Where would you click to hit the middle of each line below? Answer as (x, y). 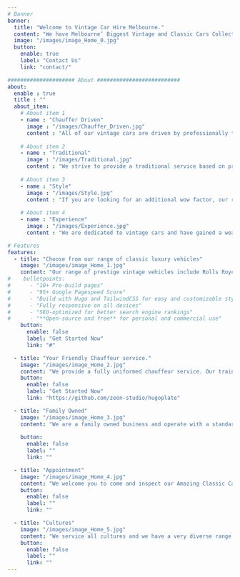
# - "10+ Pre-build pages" (55, 286)
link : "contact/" (46, 67)
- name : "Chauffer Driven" (62, 120)
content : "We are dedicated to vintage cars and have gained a (124, 233)
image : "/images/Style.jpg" (70, 193)
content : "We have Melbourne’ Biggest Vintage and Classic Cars (111, 34)
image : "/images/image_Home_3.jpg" (73, 417)
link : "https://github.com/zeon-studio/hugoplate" (103, 398)
